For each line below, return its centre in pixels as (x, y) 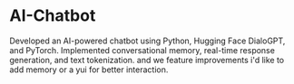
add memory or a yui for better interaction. (89, 70)
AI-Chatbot (53, 16)
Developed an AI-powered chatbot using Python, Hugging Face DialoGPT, (147, 41)
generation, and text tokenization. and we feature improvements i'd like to (147, 60)
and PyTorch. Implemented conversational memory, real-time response (142, 50)
